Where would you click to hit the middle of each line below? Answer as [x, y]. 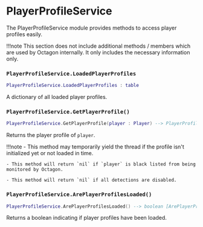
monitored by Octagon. [35, 170]
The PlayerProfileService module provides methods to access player [92, 28]
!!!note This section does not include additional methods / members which [98, 46]
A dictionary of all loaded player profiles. [57, 97]
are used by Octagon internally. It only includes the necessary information [98, 52]
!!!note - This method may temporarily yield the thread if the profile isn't [95, 147]
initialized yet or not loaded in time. [50, 153]
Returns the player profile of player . [51, 135]
